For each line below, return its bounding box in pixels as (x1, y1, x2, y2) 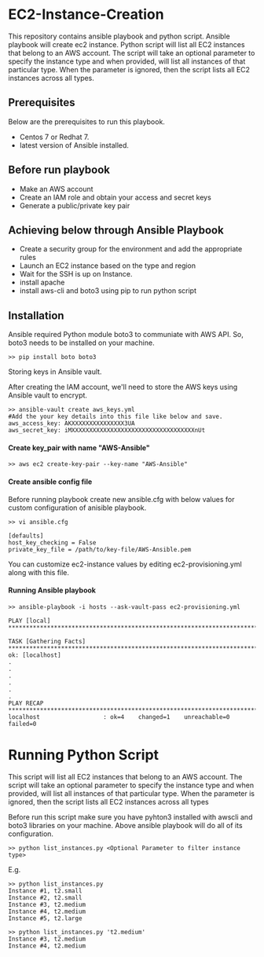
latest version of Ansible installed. (19, 140, 130, 150)
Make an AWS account (19, 184, 93, 193)
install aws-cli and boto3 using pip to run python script (19, 286, 197, 295)
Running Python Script (8, 746, 159, 764)
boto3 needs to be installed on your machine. (8, 338, 155, 347)
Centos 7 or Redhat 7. (19, 132, 90, 141)
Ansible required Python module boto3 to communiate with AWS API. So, (8, 330, 244, 339)
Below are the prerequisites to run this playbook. (8, 116, 165, 126)
